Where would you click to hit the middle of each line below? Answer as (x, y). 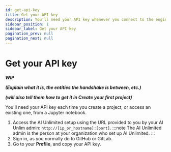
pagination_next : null (29, 39)
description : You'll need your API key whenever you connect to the (79, 19)
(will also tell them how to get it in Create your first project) (69, 97)
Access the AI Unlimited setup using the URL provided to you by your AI (88, 122)
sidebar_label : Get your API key (41, 29)
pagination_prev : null (29, 34)
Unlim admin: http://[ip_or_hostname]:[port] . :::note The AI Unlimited (87, 128)
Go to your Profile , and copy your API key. (57, 144)
